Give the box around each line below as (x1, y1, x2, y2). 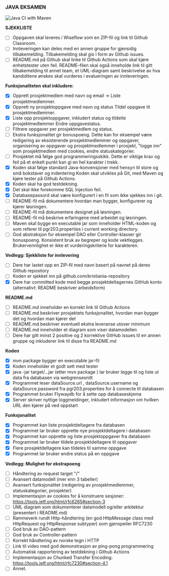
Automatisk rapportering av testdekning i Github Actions (12, 549, 130, 555)
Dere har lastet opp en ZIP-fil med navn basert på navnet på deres (12, 262, 150, 268)
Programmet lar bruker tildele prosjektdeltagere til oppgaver (12, 439, 137, 445)
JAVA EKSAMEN (5, 4, 46, 11)
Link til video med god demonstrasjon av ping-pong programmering (12, 543, 154, 549)
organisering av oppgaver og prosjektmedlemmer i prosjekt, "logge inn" (12, 142, 162, 148)
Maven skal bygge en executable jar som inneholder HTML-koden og (12, 221, 156, 227)
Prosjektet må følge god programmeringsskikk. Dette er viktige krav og (12, 153, 160, 160)
